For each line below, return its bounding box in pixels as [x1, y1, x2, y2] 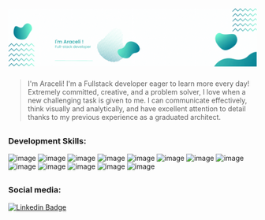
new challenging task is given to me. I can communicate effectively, [27, 95, 248, 106]
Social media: [8, 185, 62, 196]
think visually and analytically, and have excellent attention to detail [27, 104, 246, 114]
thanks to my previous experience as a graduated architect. [27, 113, 222, 122]
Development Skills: [8, 135, 87, 146]
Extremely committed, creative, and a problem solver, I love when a [27, 88, 246, 97]
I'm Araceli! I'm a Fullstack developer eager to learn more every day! [27, 79, 250, 88]
